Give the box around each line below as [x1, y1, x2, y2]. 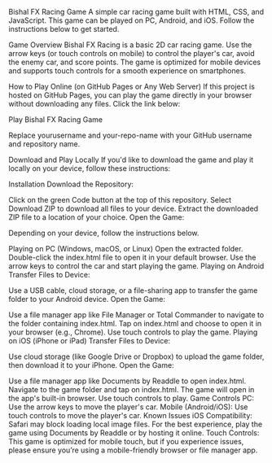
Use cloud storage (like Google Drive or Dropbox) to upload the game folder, [8, 352, 265, 361]
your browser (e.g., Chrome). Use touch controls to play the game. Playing [8, 327, 258, 337]
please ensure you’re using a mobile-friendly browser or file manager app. [8, 445, 258, 455]
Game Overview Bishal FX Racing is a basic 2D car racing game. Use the [8, 40, 252, 50]
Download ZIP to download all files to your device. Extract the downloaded [8, 203, 259, 213]
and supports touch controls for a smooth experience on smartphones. [8, 66, 247, 76]
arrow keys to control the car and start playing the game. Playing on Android [8, 261, 265, 271]
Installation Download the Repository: [8, 179, 134, 189]
